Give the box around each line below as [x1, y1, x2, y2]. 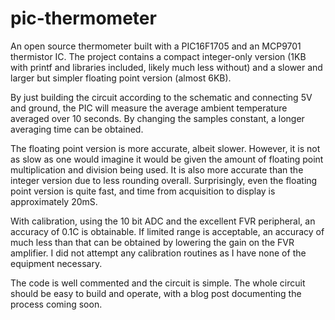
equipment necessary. [10, 257, 103, 269]
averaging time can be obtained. [10, 123, 144, 135]
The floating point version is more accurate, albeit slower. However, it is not [10, 142, 321, 154]
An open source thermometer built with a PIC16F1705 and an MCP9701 [10, 40, 302, 52]
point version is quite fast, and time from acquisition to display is [10, 185, 276, 197]
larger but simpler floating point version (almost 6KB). [10, 72, 232, 84]
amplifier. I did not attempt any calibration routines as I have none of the [10, 247, 307, 259]
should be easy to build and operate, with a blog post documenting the [10, 287, 302, 299]
